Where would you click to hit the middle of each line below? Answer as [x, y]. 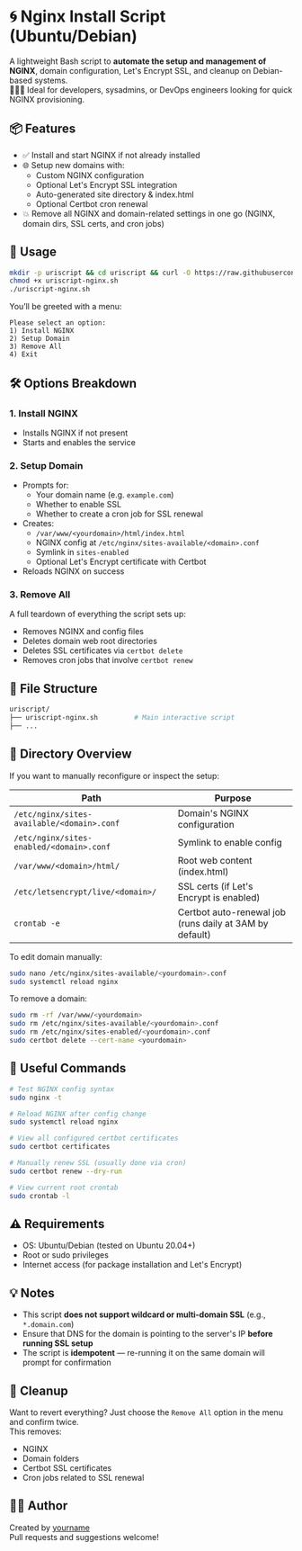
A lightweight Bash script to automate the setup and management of [138, 61]
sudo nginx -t [36, 1098]
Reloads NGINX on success [73, 571]
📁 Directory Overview [71, 754]
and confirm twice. [44, 1421]
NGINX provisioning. [47, 99]
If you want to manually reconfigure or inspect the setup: [115, 775]
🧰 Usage [33, 252]
